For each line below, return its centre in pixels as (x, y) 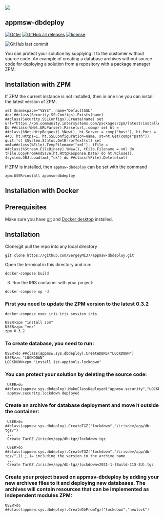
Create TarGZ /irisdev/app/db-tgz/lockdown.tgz (56, 439)
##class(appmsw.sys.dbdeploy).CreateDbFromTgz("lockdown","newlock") (77, 510)
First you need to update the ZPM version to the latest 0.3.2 (77, 304)
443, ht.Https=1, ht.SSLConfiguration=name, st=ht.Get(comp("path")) (77, 136)
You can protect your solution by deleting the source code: (76, 374)
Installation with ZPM (38, 85)
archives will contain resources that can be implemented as (77, 489)
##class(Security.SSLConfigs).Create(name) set (54, 119)
